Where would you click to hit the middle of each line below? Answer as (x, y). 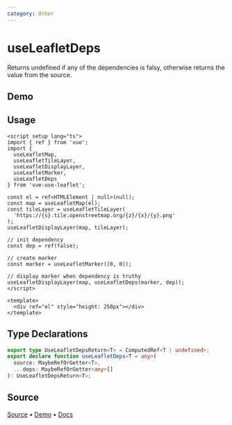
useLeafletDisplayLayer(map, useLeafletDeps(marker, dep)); (96, 282)
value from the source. (40, 74)
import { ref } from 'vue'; (48, 142)
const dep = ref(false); (43, 246)
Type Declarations (48, 334)
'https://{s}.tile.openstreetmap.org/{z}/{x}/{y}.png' (94, 215)
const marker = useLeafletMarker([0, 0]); (69, 264)
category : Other (31, 14)
